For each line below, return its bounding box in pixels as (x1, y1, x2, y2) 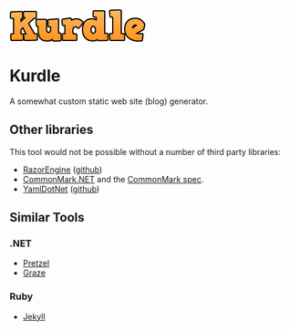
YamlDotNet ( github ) (22, 183, 100, 194)
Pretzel (22, 258, 50, 269)
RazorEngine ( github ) (22, 164, 103, 175)
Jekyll (22, 311, 46, 322)
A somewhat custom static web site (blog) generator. (9, 96, 209, 107)
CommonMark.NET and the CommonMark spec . (22, 173, 204, 184)
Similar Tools (9, 210, 85, 225)
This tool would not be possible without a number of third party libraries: (9, 146, 281, 157)
